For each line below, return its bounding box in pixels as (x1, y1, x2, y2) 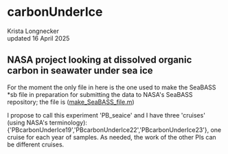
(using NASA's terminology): (7, 118, 88, 126)
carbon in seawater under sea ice (7, 65, 153, 76)
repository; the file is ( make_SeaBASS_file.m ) (7, 98, 135, 106)
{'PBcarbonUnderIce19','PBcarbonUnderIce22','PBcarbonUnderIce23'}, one (7, 125, 222, 134)
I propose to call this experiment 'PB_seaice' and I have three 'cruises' (7, 111, 206, 119)
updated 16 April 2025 (7, 34, 70, 42)
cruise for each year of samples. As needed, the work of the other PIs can (7, 133, 216, 141)
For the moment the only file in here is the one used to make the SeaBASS (7, 83, 216, 91)
